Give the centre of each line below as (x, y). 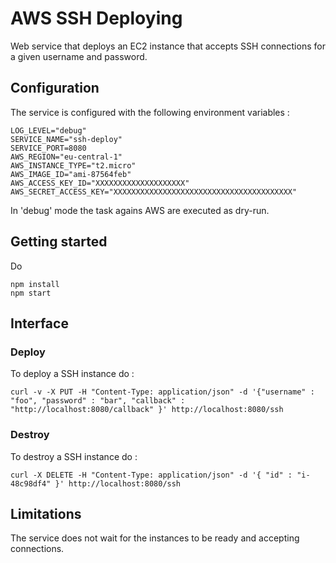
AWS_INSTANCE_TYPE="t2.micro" (73, 165)
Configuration (55, 88)
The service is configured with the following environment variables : (150, 112)
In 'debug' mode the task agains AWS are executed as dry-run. (140, 210)
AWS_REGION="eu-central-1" (66, 157)
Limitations (46, 513)
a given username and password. (79, 56)
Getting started (59, 242)
